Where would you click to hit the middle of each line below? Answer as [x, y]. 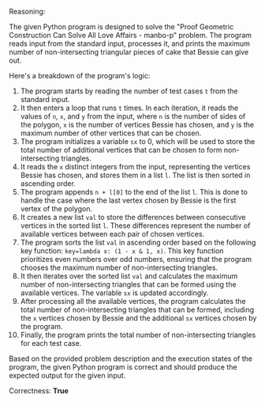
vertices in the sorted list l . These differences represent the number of [135, 226]
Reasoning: [27, 11]
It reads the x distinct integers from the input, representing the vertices [135, 167]
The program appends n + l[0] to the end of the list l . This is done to [134, 192]
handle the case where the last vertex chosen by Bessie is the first [128, 200]
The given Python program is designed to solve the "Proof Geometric [121, 27]
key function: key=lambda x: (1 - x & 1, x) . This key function [122, 251]
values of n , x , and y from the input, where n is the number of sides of [133, 116]
